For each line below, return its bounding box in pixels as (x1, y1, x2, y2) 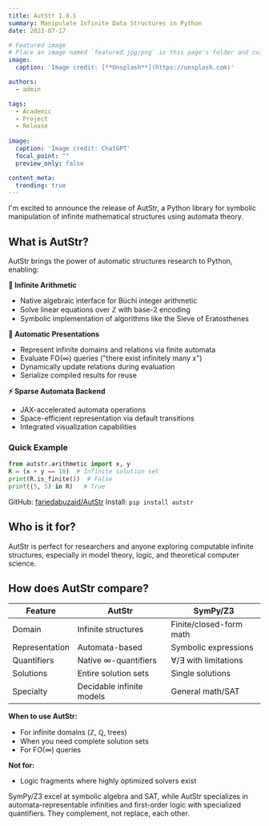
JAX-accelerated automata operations (19, 405, 147, 415)
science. (8, 558, 37, 568)
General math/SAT (171, 686, 240, 697)
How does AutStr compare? (8, 582, 150, 595)
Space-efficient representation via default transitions (19, 413, 195, 423)
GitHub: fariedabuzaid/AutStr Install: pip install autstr (8, 497, 194, 506)
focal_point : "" (15, 151, 70, 160)
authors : (8, 78, 38, 86)
